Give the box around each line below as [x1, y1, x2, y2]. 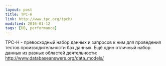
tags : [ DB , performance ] [5, 26, 57, 31]
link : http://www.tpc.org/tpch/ [5, 16, 73, 21]
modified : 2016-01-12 [5, 21, 51, 26]
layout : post [5, 7, 33, 12]
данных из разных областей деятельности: [5, 50, 98, 56]
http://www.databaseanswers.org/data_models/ [5, 55, 104, 61]
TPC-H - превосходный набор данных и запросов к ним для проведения [5, 39, 161, 45]
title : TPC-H [5, 12, 33, 17]
